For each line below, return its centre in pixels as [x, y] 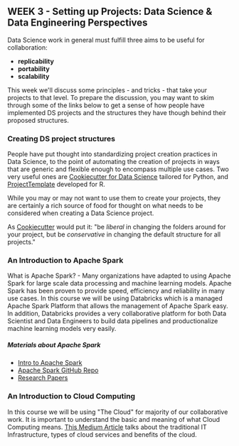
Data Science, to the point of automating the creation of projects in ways [114, 162]
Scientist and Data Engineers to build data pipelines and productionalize [113, 321]
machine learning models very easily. [62, 329]
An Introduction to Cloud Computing [71, 396]
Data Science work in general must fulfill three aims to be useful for [106, 40]
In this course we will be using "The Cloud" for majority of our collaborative [118, 412]
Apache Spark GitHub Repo [58, 370]
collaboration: [27, 47]
